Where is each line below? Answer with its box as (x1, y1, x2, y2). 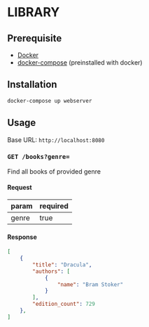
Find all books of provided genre (7, 167, 101, 176)
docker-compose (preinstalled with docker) (17, 58, 143, 67)
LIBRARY (7, 4, 60, 20)
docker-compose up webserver (7, 97, 92, 104)
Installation (7, 79, 57, 91)
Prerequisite (7, 32, 62, 44)
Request (7, 184, 33, 192)
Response (7, 233, 37, 241)
